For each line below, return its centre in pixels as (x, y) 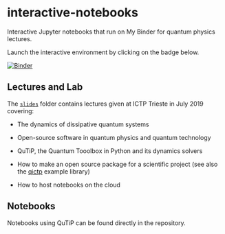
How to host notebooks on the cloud (68, 185)
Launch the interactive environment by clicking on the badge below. (103, 52)
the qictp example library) (54, 171)
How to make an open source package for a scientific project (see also (117, 164)
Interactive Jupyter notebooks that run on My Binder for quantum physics (111, 32)
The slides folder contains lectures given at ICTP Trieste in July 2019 (106, 104)
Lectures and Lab (45, 87)
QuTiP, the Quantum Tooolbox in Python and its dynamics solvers (110, 151)
